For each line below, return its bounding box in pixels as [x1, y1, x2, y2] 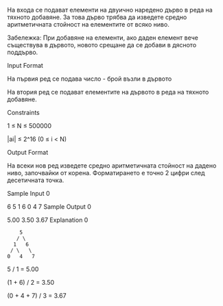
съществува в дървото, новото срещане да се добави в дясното [7, 41, 197, 49]
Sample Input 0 [7, 190, 50, 197]
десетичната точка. [7, 176, 64, 184]
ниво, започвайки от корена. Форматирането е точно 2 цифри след [7, 169, 205, 177]
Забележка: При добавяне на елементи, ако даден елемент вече [7, 34, 199, 42]
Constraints [7, 109, 40, 116]
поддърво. [7, 48, 38, 56]
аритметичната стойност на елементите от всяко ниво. [7, 21, 169, 28]
